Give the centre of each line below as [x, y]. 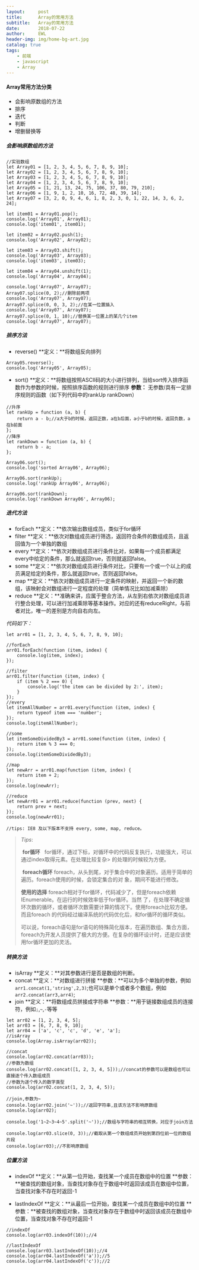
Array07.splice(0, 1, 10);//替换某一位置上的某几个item [72, 316]
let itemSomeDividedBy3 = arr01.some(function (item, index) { [86, 739]
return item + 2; [38, 776]
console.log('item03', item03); [46, 261]
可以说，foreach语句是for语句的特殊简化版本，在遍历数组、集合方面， [106, 927]
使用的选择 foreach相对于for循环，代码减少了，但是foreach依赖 [98, 892]
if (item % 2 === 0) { [45, 682]
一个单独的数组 [49, 544]
